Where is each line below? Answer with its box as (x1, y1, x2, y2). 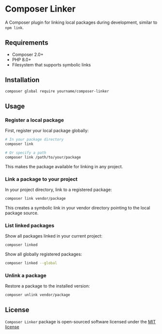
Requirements (5, 39, 48, 47)
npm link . (5, 24, 24, 30)
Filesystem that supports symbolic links (12, 62, 91, 67)
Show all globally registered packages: (5, 251, 82, 257)
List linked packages (5, 222, 55, 229)
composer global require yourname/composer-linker (5, 89, 109, 94)
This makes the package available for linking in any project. (5, 163, 123, 169)
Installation (5, 76, 40, 84)
